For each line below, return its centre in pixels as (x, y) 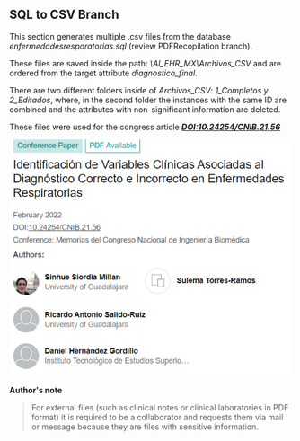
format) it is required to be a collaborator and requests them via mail (157, 417)
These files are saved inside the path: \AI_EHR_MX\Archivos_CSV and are (145, 63)
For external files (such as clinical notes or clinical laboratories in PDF (160, 407)
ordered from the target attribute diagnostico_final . (103, 73)
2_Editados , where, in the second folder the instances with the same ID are (148, 100)
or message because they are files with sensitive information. (145, 427)
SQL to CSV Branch (64, 15)
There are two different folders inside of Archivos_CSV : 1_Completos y (139, 90)
